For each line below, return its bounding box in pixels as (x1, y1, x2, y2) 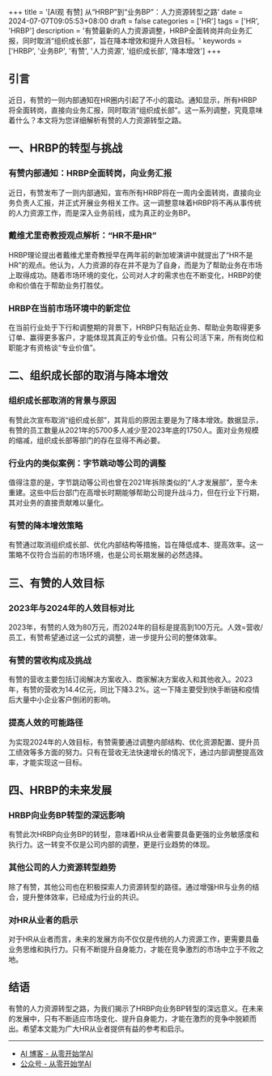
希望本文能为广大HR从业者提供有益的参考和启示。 (22, 1023, 189, 1033)
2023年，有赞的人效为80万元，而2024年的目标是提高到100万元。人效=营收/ (8, 622, 263, 632)
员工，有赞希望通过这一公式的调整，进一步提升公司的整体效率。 (8, 633, 221, 643)
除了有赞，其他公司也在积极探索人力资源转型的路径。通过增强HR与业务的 (8, 882, 253, 891)
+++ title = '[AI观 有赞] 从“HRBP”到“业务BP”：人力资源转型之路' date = (8, 7, 244, 16)
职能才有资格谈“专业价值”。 (8, 343, 100, 352)
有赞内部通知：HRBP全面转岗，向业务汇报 (8, 168, 172, 179)
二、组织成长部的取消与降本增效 (8, 369, 168, 382)
